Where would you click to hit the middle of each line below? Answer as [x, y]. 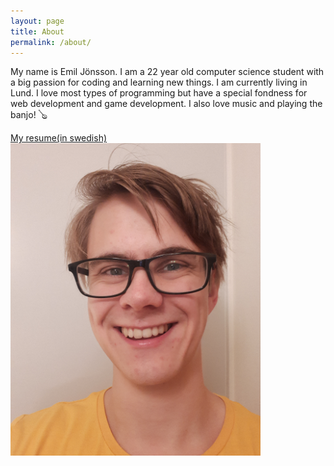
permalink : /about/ [51, 42]
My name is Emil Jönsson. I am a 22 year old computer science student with [167, 72]
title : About [37, 31]
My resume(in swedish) [59, 138]
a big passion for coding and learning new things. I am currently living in [159, 82]
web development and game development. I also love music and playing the [166, 104]
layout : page [37, 21]
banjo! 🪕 [29, 115]
